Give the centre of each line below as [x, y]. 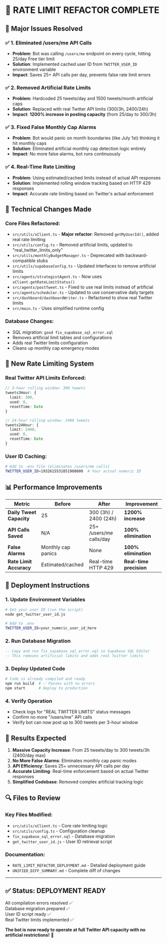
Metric [22, 504]
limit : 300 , [22, 398]
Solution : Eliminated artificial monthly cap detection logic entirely [79, 148]
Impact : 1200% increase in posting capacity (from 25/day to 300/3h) [84, 115]
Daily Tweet [22, 512]
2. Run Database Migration [38, 641]
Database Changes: [30, 321]
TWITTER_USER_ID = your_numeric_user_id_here [51, 628]
